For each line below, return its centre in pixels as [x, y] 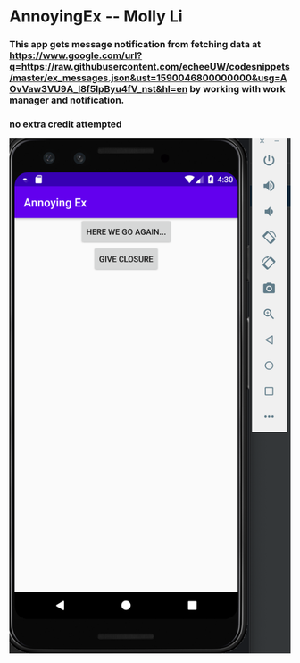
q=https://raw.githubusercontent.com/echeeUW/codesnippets [150, 67]
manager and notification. [67, 100]
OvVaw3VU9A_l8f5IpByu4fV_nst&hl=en [99, 89]
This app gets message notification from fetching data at [135, 45]
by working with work [237, 89]
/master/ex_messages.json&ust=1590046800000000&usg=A [148, 78]
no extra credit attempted [66, 124]
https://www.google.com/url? [76, 55]
